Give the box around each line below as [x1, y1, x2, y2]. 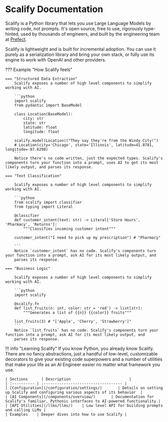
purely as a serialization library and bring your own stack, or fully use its [5, 51, 154, 57]
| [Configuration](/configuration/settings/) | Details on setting [5, 385, 163, 390]
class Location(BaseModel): [14, 111, 73, 116]
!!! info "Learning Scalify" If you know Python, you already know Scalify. [5, 345, 154, 351]
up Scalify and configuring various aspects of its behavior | [5, 390, 143, 395]
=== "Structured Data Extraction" [5, 76, 78, 81]
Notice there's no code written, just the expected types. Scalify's [14, 155, 163, 161]
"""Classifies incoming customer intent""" [23, 226, 116, 231]
